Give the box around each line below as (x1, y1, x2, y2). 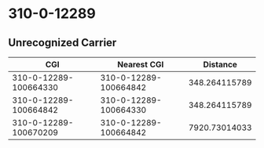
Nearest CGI (117, 60, 164, 70)
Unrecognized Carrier (8, 36, 117, 49)
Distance (203, 60, 238, 70)
